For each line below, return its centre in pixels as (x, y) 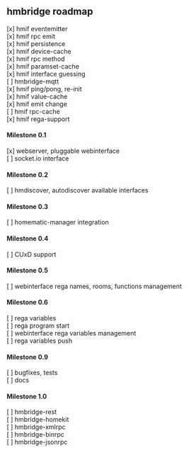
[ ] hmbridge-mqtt (33, 81)
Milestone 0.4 (28, 239)
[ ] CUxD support (31, 254)
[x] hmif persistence (36, 44)
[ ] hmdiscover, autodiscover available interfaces (78, 190)
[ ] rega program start (38, 326)
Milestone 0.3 (28, 206)
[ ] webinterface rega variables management (71, 333)
